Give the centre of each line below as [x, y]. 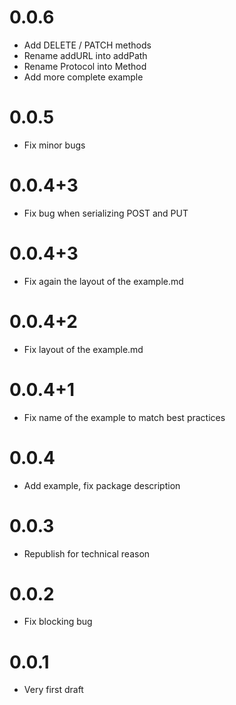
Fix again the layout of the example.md [103, 281]
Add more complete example [83, 77]
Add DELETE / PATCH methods [87, 45]
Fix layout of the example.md [83, 349]
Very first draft [53, 690]
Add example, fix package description [102, 485]
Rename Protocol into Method [85, 66]
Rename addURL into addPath [85, 55]
